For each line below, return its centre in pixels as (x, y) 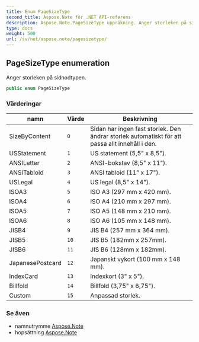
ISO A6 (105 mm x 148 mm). (131, 220)
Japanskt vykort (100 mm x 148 (135, 259)
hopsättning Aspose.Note (46, 333)
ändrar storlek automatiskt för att (136, 136)
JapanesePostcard (35, 263)
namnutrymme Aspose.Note (49, 326)
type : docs (20, 28)
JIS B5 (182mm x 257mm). (129, 239)
